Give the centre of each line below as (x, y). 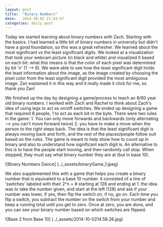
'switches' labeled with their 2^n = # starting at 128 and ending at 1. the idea (81, 184)
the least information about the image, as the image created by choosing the (81, 73)
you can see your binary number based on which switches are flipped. (76, 210)
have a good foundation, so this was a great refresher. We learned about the (81, 47)
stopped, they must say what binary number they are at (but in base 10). (77, 155)
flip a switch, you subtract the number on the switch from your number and (80, 199)
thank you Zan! (20, 88)
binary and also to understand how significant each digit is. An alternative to (81, 144)
